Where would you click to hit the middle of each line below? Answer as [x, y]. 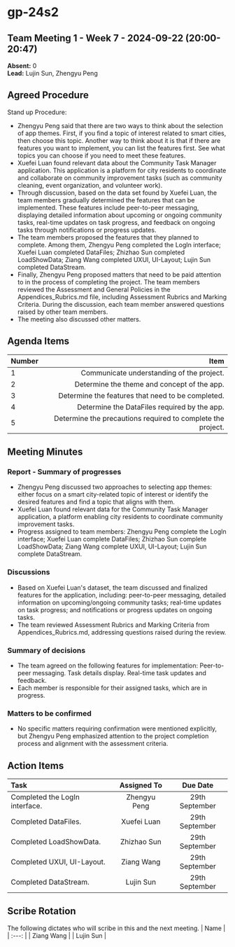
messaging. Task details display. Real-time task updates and [119, 672]
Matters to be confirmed [50, 713]
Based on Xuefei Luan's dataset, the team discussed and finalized [112, 587]
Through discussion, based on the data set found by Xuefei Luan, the [117, 193]
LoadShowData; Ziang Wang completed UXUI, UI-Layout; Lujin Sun [114, 259]
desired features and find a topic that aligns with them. [96, 502]
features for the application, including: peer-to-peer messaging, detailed [122, 595]
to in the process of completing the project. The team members [109, 282]
